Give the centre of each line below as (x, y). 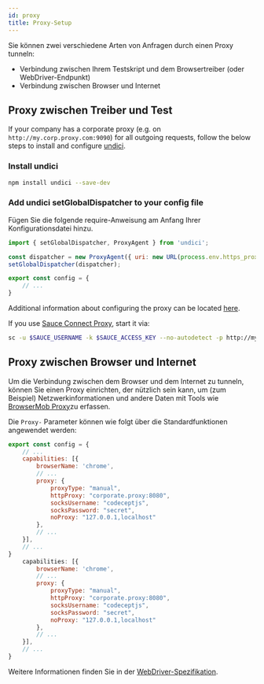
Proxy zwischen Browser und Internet (102, 362)
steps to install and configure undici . (67, 146)
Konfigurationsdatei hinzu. (51, 228)
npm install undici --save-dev (59, 183)
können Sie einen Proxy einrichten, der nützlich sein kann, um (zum (117, 390)
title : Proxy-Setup (40, 23)
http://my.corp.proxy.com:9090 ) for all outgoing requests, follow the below (130, 138)
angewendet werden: (42, 430)
